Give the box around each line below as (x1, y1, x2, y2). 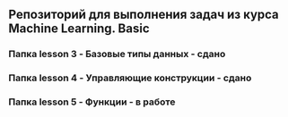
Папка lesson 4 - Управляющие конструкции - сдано (8, 71, 252, 84)
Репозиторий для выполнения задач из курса (8, 7, 279, 22)
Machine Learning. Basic (8, 21, 150, 37)
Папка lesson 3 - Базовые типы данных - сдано (8, 48, 226, 61)
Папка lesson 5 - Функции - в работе (8, 96, 176, 108)
